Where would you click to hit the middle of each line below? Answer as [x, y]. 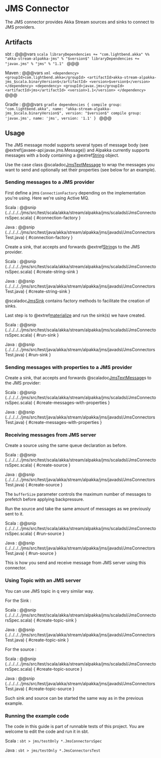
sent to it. [15, 514]
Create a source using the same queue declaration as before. [66, 445]
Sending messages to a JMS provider [50, 182]
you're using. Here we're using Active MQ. [47, 198]
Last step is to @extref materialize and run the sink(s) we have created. [75, 315]
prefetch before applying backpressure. [45, 500]
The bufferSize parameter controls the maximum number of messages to [78, 494]
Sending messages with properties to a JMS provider [69, 367]
